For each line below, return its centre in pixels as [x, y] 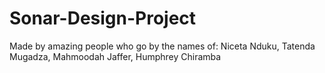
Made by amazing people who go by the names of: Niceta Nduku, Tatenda [162, 46]
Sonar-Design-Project [103, 18]
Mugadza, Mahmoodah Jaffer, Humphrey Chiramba [115, 56]
